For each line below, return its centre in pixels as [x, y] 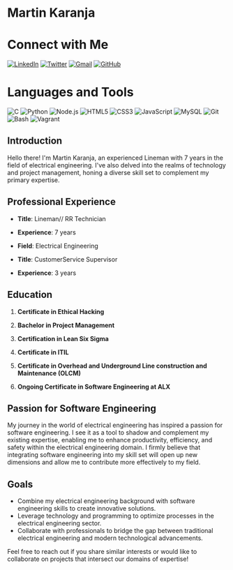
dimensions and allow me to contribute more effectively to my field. [104, 463]
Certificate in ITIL [43, 352]
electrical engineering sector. [59, 523]
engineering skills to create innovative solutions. [87, 509]
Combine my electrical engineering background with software [106, 501]
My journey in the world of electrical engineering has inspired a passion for [115, 425]
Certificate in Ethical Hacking [61, 311]
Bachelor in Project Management [66, 325]
